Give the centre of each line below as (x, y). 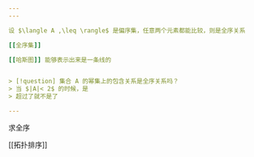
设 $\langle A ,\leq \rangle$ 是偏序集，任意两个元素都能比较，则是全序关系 (127, 30)
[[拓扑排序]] (28, 144)
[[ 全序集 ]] (25, 45)
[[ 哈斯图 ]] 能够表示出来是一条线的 (60, 60)
